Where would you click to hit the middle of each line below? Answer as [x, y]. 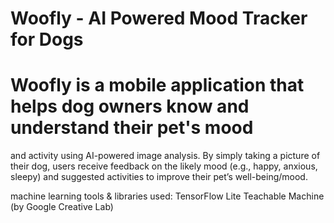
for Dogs [47, 39]
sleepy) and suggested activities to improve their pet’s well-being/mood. [159, 177]
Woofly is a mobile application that [157, 85]
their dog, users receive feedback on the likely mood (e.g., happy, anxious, [164, 166]
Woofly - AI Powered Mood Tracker [159, 18]
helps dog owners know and [130, 106]
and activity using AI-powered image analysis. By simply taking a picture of [165, 156]
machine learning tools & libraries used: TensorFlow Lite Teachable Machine [167, 196]
